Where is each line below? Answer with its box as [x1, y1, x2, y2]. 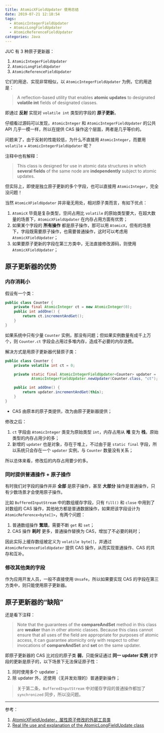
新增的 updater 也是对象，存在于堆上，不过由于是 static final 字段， [12, 441, 153, 447]
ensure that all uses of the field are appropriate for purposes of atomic [17, 632, 159, 638]
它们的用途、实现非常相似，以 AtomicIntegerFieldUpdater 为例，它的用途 [5, 79, 152, 84]
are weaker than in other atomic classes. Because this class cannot [17, 627, 153, 633]
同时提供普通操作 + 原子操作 [5, 471, 71, 478]
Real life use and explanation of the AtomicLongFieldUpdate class [12, 722, 144, 728]
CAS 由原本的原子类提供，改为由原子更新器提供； [12, 408, 112, 414]
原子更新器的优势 [5, 262, 57, 271]
